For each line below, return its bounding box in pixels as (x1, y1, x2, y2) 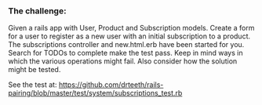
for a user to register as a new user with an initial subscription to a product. (8, 31, 251, 41)
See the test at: (8, 80, 57, 89)
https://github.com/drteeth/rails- (58, 80, 164, 89)
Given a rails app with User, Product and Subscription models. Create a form (8, 24, 255, 33)
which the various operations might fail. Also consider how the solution (8, 56, 238, 66)
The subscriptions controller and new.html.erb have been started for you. (8, 40, 245, 49)
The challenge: (8, 5, 67, 16)
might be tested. (8, 65, 61, 74)
